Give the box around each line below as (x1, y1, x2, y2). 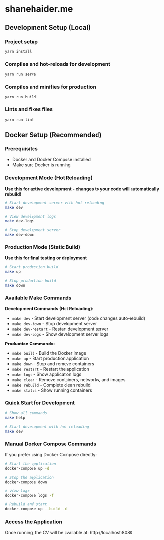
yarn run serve (5, 72, 36, 77)
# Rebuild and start (5, 502, 48, 507)
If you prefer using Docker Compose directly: (5, 452, 97, 458)
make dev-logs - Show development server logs (12, 331, 109, 337)
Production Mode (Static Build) (5, 244, 80, 250)
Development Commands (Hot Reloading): (5, 306, 94, 312)
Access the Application (5, 518, 63, 525)
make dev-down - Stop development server (12, 321, 97, 327)
